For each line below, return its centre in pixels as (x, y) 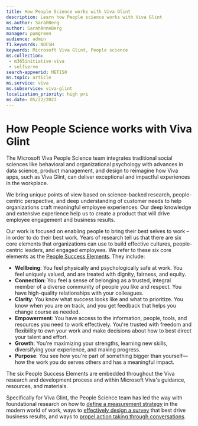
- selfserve (23, 67)
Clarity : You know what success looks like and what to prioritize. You (99, 299)
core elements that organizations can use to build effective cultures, (89, 244)
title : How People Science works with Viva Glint (69, 12)
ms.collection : (25, 56)
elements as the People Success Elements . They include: (76, 256)
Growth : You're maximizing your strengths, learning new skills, (91, 343)
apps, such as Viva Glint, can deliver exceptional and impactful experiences (98, 177)
